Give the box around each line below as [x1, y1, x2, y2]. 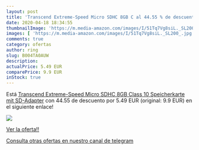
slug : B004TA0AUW [6, 53, 49, 58]
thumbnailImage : [6, 25, 46, 31]
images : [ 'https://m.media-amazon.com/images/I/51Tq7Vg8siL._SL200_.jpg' [6, 31, 195, 37]
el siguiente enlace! [6, 103, 54, 110]
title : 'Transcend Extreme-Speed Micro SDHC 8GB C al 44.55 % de [6, 14, 171, 20]
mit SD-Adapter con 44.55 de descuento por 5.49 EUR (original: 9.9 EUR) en [6, 97, 192, 104]
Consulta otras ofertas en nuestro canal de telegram [6, 137, 134, 145]
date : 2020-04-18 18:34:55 [6, 19, 73, 25]
